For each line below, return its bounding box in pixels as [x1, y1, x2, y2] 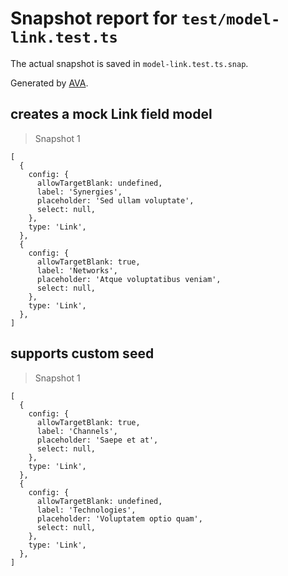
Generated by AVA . [10, 77, 89, 89]
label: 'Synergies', [36, 187, 123, 197]
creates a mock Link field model [10, 106, 213, 123]
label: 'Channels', [36, 426, 118, 436]
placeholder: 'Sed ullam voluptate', [36, 195, 195, 206]
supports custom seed [10, 345, 155, 362]
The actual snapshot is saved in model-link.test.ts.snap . [10, 57, 249, 69]
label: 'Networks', [36, 265, 118, 276]
